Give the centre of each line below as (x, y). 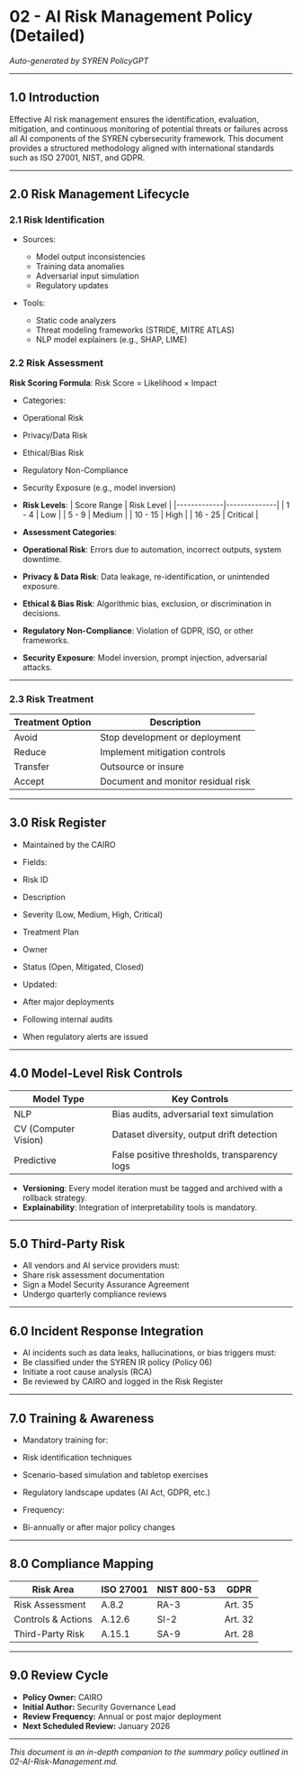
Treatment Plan (50, 932)
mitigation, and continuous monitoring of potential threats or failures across (149, 129)
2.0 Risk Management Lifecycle (100, 194)
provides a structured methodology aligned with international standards (142, 148)
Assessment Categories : (70, 532)
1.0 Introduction (55, 98)
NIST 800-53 (186, 1589)
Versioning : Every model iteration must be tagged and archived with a (152, 1188)
